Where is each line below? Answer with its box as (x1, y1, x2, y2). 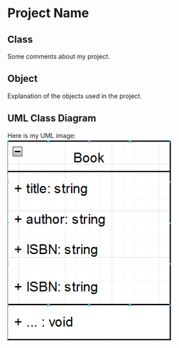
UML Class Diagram (7, 112, 97, 125)
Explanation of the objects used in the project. (7, 91, 142, 100)
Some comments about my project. (7, 52, 110, 60)
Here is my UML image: (7, 131, 76, 139)
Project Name (7, 5, 89, 21)
